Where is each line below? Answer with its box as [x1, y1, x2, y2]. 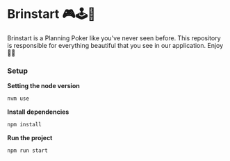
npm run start [7, 147, 49, 154]
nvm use [7, 95, 30, 102]
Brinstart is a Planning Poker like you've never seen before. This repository [7, 33, 221, 42]
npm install [7, 121, 42, 128]
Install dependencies [7, 108, 69, 116]
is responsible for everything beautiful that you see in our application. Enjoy [7, 41, 224, 49]
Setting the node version [7, 82, 80, 90]
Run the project [7, 133, 53, 142]
